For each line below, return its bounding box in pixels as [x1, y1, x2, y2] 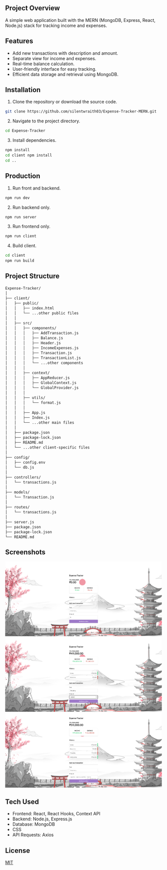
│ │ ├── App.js [5, 410, 46, 415]
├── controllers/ [5, 475, 41, 480]
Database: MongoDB [12, 821, 55, 827]
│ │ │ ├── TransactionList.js [5, 355, 81, 360]
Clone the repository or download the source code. [12, 99, 117, 105]
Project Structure [5, 272, 60, 281]
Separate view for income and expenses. [12, 55, 96, 61]
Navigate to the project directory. [12, 118, 81, 124]
